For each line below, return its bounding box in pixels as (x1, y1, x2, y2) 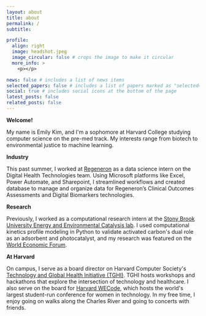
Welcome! (6, 116, 33, 123)
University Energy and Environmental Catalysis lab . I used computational (6, 222, 190, 229)
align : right (12, 43, 45, 49)
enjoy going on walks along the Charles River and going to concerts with (6, 297, 190, 304)
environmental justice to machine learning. (6, 141, 114, 148)
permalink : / (6, 20, 40, 26)
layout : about (6, 9, 43, 15)
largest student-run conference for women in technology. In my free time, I (6, 291, 195, 298)
